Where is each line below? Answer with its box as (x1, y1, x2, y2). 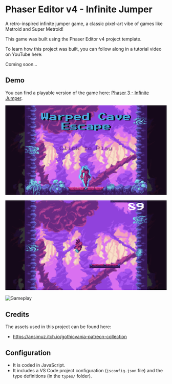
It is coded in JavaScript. (12, 362, 66, 368)
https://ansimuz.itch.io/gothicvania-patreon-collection (12, 334, 127, 340)
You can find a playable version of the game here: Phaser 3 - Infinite (5, 90, 149, 96)
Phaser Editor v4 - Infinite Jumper (5, 4, 153, 15)
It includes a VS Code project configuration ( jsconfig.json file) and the (12, 367, 163, 373)
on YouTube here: (5, 51, 42, 57)
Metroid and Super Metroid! (5, 26, 64, 32)
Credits (5, 310, 30, 318)
